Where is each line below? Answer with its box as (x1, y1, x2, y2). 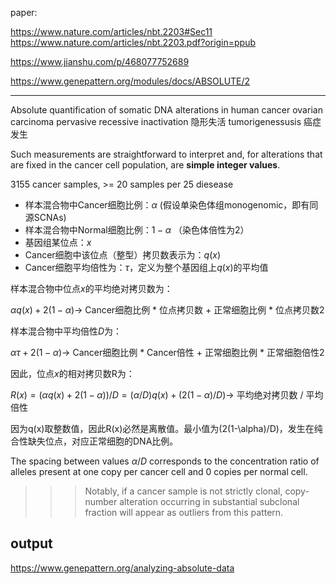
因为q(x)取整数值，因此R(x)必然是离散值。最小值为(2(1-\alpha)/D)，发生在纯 (10, 423, 323, 434)
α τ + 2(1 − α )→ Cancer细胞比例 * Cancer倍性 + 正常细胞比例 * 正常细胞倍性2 (10, 347, 325, 358)
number (84, 496, 118, 507)
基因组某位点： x (24, 237, 92, 248)
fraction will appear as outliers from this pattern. (84, 507, 284, 518)
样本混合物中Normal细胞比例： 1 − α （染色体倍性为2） (24, 224, 250, 236)
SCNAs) (33, 212, 67, 223)
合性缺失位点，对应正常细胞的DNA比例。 (10, 435, 179, 447)
